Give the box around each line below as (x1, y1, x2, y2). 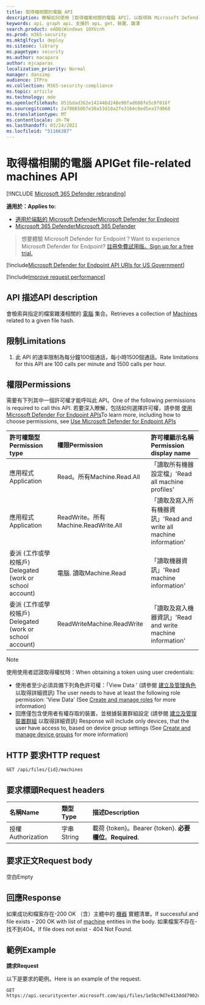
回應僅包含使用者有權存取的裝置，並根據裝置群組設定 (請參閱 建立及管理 (15, 710, 197, 717)
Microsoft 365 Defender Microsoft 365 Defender (15, 222, 136, 230)
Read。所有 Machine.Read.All (57, 473, 140, 481)
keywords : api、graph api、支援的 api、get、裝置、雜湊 (6, 20, 140, 26)
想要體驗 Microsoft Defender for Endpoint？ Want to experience (21, 235, 180, 242)
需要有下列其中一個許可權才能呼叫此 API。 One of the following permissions (6, 397, 196, 404)
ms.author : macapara (6, 54, 59, 60)
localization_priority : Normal (6, 65, 86, 72)
